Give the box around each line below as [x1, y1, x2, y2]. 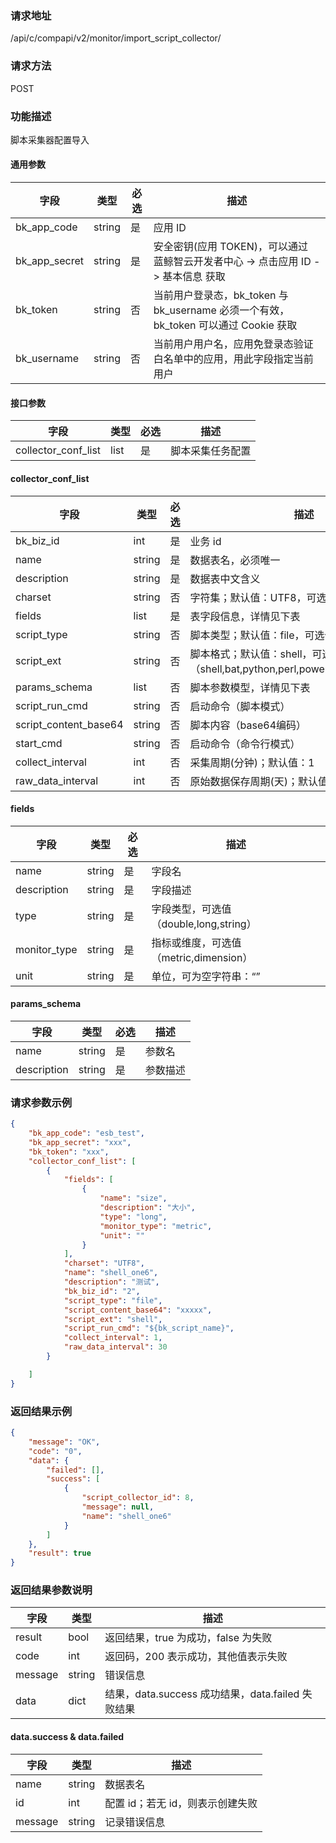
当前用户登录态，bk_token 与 [153, 288, 289, 302]
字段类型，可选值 [151, 902, 232, 916]
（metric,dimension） [151, 950, 253, 964]
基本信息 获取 [162, 270, 226, 284]
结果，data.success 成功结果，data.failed [104, 1687, 300, 1701]
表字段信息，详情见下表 [189, 609, 301, 623]
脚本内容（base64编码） [189, 718, 307, 732]
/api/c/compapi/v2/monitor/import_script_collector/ [10, 32, 222, 44]
